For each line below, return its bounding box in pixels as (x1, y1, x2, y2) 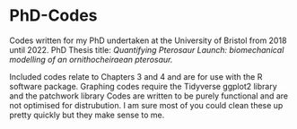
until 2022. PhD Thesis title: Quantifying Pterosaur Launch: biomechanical (9, 44, 284, 55)
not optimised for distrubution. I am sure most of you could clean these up (9, 99, 284, 110)
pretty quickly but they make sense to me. (9, 109, 165, 120)
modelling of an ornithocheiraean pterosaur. (9, 54, 173, 64)
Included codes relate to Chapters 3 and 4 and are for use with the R (9, 71, 263, 82)
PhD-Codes (9, 5, 98, 26)
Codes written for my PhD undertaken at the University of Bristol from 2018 (9, 35, 287, 46)
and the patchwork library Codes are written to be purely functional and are (9, 90, 289, 101)
